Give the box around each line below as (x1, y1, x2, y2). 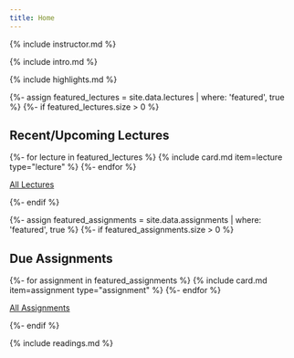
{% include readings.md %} (9, 338, 114, 349)
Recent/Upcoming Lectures (9, 128, 170, 143)
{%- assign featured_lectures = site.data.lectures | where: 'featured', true (9, 91, 285, 102)
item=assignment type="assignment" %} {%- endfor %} (9, 285, 222, 296)
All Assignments (9, 302, 70, 313)
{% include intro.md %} (9, 56, 98, 67)
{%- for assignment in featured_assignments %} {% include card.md (9, 275, 268, 286)
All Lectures (9, 179, 55, 190)
